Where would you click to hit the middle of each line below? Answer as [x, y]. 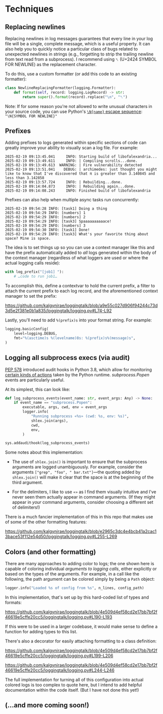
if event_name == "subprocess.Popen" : [53, 403]
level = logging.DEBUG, [35, 334]
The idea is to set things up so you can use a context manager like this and [80, 248]
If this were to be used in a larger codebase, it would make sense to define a [81, 626]
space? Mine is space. [28, 239]
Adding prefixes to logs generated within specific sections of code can [76, 143]
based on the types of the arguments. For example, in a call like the [72, 574]
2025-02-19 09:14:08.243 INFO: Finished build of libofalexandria [78, 191]
